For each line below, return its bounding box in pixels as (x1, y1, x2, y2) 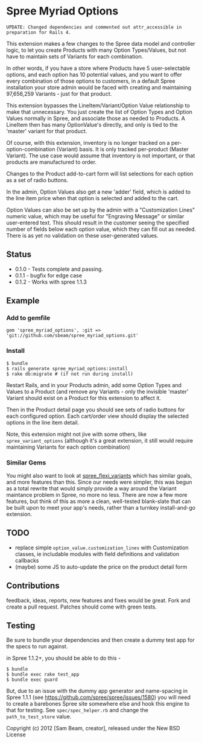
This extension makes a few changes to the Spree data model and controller (6, 40, 196, 47)
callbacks (14, 557, 39, 564)
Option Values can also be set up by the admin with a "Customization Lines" (6, 206, 195, 213)
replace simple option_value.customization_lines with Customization (14, 544, 189, 551)
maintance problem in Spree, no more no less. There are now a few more (6, 492, 188, 499)
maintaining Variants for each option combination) (6, 443, 131, 451)
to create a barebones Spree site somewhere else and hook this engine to (6, 700, 190, 707)
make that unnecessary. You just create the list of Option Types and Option (6, 108, 193, 115)
